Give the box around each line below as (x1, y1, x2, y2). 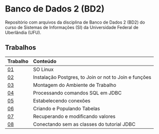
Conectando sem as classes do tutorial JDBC (33, 121, 136, 127)
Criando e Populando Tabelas (33, 105, 101, 112)
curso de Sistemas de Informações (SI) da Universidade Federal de (5, 24, 139, 30)
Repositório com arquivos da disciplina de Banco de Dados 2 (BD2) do (5, 19, 145, 25)
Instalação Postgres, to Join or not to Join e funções (33, 74, 151, 80)
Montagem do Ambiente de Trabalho (33, 81, 116, 88)
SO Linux (33, 66, 54, 73)
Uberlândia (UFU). (5, 29, 42, 35)
